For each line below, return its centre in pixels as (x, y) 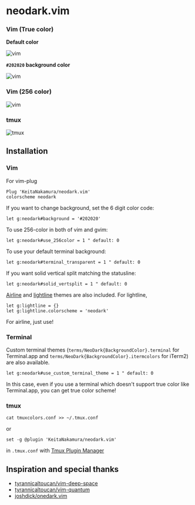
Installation (27, 151)
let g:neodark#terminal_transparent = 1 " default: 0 (73, 262)
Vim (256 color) (29, 91)
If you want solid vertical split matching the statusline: (71, 273)
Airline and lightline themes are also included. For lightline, (77, 295)
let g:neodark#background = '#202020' (53, 219)
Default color (22, 42)
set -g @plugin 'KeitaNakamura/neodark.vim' (61, 440)
